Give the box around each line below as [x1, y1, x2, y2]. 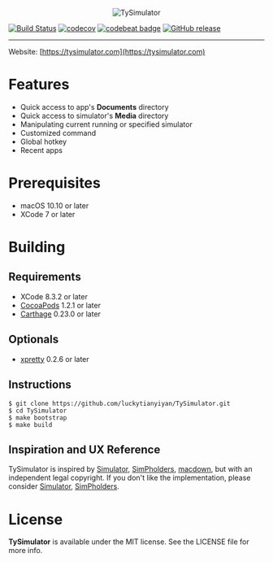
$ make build [8, 420, 53, 429]
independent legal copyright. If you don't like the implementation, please [8, 473, 251, 483]
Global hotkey [19, 137, 67, 146]
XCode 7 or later [19, 209, 76, 219]
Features [8, 76, 70, 94]
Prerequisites [8, 174, 102, 193]
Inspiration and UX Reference [8, 442, 161, 456]
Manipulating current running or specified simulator [19, 119, 193, 129]
